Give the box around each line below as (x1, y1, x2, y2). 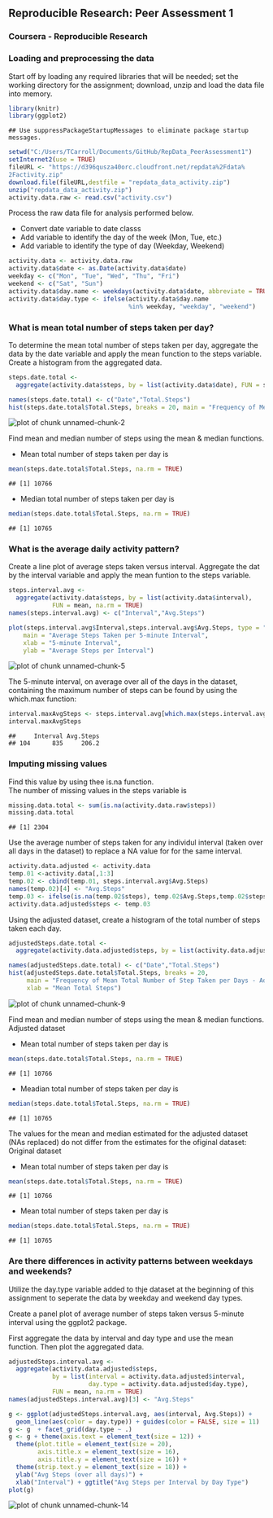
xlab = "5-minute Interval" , (23, 638, 122, 647)
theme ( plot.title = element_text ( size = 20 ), (15, 1441, 173, 1449)
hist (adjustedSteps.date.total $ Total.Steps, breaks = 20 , (8, 969, 209, 977)
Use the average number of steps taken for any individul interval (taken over (8, 838, 263, 848)
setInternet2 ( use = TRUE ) (8, 156, 96, 164)
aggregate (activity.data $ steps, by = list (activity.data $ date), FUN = (15, 380, 260, 389)
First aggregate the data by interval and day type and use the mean (8, 1333, 234, 1343)
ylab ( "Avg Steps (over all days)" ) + (15, 1470, 144, 1479)
